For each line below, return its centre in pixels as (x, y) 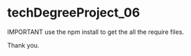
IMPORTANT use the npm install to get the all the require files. (95, 32)
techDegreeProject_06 (74, 13)
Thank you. (23, 45)
